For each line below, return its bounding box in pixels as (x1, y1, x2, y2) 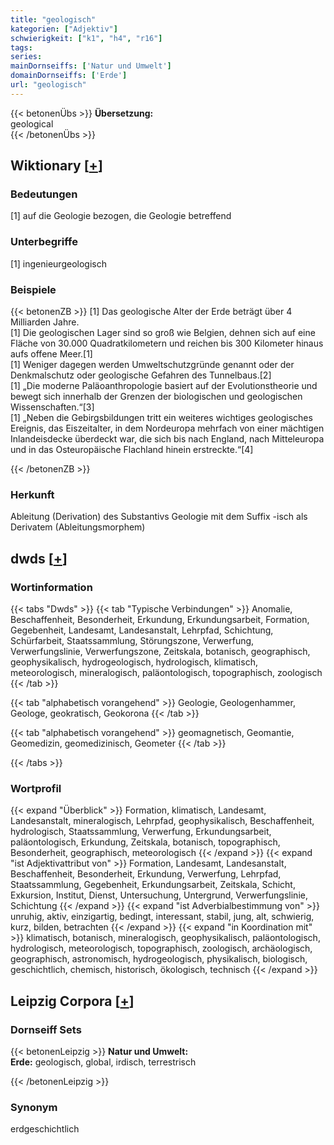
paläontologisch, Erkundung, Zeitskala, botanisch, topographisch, (10, 836, 281, 848)
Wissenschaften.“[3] (10, 401, 95, 413)
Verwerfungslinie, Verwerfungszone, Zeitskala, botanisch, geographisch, (10, 646, 311, 658)
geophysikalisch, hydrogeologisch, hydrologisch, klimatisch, (10, 656, 258, 668)
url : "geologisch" (10, 80, 87, 90)
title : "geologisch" (10, 14, 97, 25)
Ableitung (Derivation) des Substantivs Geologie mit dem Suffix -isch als (10, 511, 308, 523)
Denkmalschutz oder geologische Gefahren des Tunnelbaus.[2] (10, 369, 272, 381)
